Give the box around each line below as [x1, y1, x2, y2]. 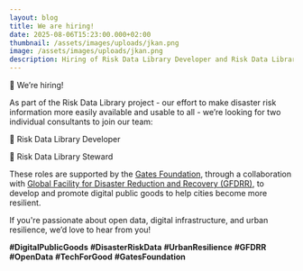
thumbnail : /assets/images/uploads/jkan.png [9, 38, 179, 48]
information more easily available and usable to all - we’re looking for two [9, 107, 281, 117]
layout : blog [9, 13, 59, 23]
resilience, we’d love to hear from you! [9, 224, 151, 235]
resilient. [9, 197, 41, 208]
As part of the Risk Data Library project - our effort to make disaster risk [9, 97, 277, 108]
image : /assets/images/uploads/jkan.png [9, 47, 164, 56]
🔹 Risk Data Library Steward [9, 151, 114, 162]
